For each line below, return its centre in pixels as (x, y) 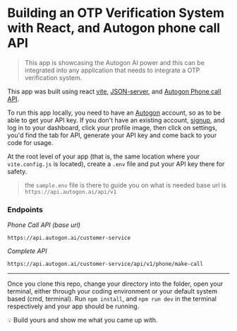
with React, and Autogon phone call (114, 28)
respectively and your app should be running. (73, 306)
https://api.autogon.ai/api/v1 (71, 192)
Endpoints (25, 209)
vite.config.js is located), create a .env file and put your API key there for (116, 163)
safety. (17, 171)
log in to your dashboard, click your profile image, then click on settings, (112, 127)
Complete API (27, 251)
